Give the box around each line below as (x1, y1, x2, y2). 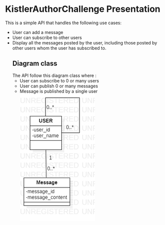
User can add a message (12, 29, 63, 35)
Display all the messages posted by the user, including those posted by (12, 39, 157, 45)
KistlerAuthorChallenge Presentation (5, 3, 161, 15)
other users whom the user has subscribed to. (12, 45, 107, 51)
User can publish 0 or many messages (19, 83, 98, 89)
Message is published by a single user (19, 88, 98, 94)
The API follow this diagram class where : (12, 73, 97, 78)
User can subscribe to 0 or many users (19, 77, 99, 83)
